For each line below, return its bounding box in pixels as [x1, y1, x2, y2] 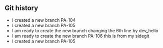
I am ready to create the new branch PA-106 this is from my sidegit [11, 33, 149, 39]
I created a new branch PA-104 [11, 17, 76, 23]
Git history [4, 4, 38, 12]
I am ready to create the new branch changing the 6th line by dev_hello [11, 27, 158, 34]
